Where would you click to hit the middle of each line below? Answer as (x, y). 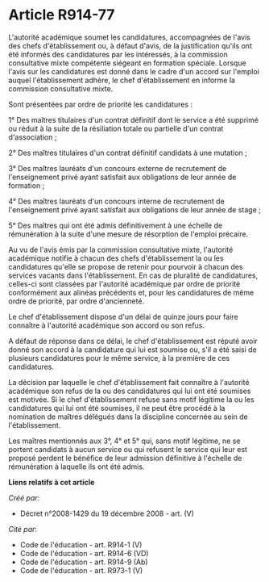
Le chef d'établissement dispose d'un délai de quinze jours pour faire (124, 316)
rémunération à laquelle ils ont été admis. (77, 467)
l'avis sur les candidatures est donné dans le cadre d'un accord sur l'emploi (134, 71)
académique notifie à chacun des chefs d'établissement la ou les (116, 258)
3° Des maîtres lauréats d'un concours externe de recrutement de (118, 168)
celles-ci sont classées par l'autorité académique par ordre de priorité (124, 283)
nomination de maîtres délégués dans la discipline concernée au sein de (128, 417)
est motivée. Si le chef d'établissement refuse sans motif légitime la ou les (132, 399)
